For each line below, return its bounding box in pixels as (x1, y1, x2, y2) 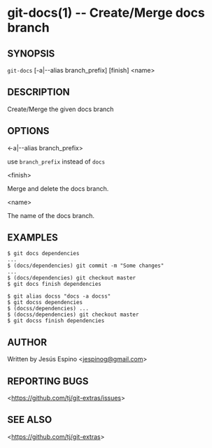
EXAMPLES (7, 232, 58, 244)
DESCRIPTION (7, 86, 70, 99)
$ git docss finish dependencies (7, 317, 105, 324)
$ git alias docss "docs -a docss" (7, 293, 111, 300)
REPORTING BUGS (7, 375, 89, 387)
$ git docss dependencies (7, 299, 83, 306)
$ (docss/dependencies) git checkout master (7, 311, 139, 319)
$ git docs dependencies (7, 250, 80, 257)
